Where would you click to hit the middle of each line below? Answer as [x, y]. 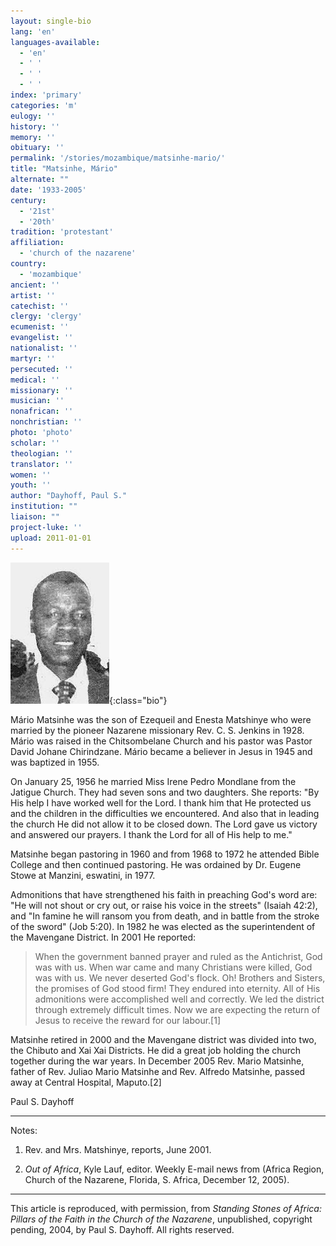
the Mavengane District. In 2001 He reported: [103, 937]
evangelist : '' [42, 338]
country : [28, 264]
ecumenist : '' [40, 327]
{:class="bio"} [138, 700]
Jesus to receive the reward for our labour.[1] [128, 1020]
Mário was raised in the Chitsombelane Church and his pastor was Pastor [161, 741]
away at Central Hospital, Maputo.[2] [86, 1082]
